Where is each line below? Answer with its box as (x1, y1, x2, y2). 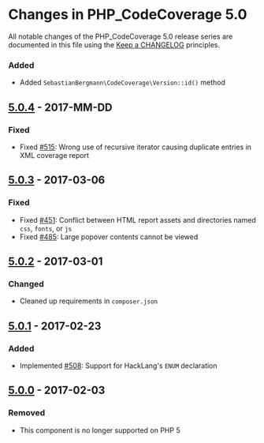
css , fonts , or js (19, 223, 73, 233)
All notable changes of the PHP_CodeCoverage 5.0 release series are (8, 32, 233, 41)
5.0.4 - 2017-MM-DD (8, 100, 113, 114)
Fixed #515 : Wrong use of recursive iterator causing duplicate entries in (19, 142, 252, 152)
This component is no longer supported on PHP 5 (19, 425, 180, 435)
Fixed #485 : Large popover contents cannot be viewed (19, 231, 199, 242)
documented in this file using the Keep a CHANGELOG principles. (8, 39, 221, 49)
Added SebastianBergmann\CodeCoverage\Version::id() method (19, 77, 226, 88)
